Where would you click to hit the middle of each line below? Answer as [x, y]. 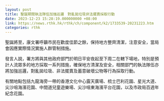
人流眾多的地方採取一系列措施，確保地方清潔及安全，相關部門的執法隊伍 [82, 65]
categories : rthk [23, 28]
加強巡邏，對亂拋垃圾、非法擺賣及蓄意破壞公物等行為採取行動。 [73, 71]
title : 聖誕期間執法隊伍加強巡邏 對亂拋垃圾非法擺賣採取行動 [60, 14]
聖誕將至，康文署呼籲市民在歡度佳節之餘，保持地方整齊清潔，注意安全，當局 [82, 42]
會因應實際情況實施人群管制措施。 [39, 48]
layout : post [18, 10]
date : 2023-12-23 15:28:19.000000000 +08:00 [51, 19]
